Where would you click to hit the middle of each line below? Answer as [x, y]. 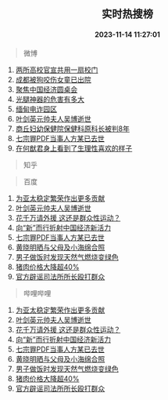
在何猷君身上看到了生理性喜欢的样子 [74, 148]
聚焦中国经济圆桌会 [46, 89]
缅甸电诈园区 [36, 109]
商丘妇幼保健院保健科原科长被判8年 [73, 129]
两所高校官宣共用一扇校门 [57, 70]
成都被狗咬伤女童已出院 [53, 79]
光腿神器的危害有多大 [50, 99]
